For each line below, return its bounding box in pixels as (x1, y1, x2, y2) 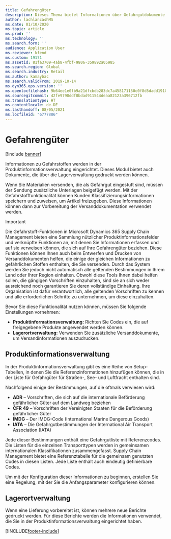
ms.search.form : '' (5, 41, 47, 46)
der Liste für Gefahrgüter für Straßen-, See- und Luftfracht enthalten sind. (5, 374, 160, 381)
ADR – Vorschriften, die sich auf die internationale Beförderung (12, 394, 145, 400)
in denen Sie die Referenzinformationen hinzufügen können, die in (25, 369, 164, 375)
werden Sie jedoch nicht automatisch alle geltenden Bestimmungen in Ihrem (5, 266, 165, 272)
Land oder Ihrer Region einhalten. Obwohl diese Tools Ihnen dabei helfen (5, 272, 158, 278)
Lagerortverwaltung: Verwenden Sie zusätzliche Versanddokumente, (12, 330, 159, 336)
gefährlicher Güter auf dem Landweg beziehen (12, 400, 111, 406)
